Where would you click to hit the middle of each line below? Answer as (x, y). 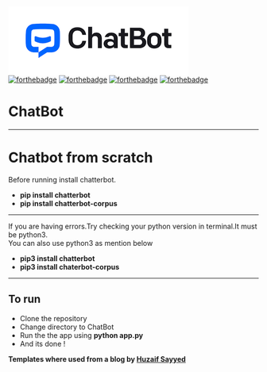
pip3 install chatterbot (57, 258)
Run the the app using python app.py (81, 335)
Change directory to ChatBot (67, 327)
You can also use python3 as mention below (81, 243)
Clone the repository (53, 318)
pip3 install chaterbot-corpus (70, 267)
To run (25, 299)
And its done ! (43, 343)
